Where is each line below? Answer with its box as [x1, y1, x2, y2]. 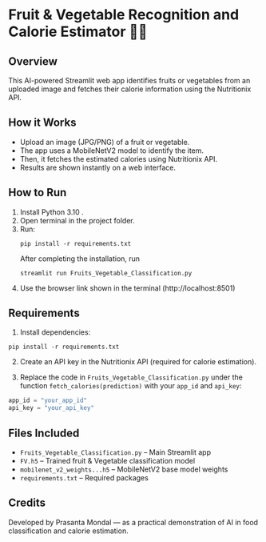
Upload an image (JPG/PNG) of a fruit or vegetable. [19, 137, 190, 147]
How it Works [8, 116, 77, 130]
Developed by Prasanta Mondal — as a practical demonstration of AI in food [8, 517, 258, 527]
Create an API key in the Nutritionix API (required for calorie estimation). [19, 357, 257, 367]
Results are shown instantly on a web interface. [19, 163, 177, 172]
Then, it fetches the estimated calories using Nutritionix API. [19, 154, 218, 163]
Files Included [8, 426, 80, 440]
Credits [8, 496, 46, 510]
